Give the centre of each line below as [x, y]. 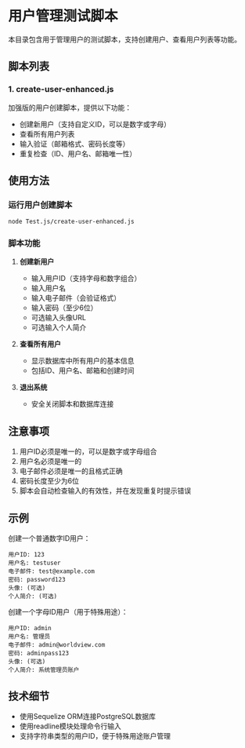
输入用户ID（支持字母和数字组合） [86, 279]
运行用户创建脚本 [40, 205]
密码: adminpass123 [39, 653]
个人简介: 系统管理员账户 [44, 670]
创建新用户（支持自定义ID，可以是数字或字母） [95, 124]
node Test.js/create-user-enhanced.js [71, 222]
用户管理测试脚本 [63, 16]
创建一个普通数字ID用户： [49, 538]
